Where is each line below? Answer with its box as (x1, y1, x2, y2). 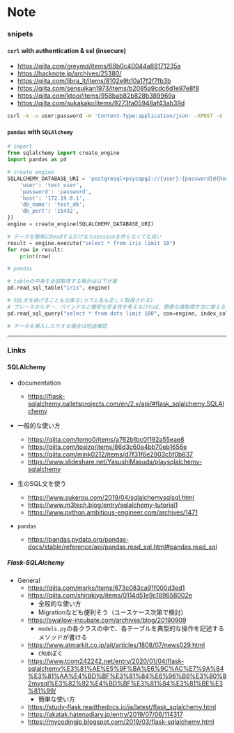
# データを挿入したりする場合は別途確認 (7, 323, 107, 330)
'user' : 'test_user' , (19, 182, 82, 188)
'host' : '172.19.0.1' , (19, 195, 86, 202)
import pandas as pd (7, 156, 68, 163)
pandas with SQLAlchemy (7, 127, 73, 136)
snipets (7, 29, 33, 39)
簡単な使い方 (38, 695, 75, 703)
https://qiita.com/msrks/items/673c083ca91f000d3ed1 (27, 584, 185, 592)
